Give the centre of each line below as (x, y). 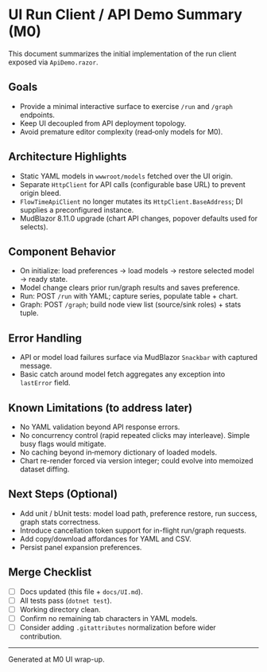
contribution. (41, 636)
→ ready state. (44, 279)
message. (36, 366)
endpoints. (37, 115)
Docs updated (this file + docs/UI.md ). (81, 592)
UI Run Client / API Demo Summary (125, 15)
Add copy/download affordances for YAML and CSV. (106, 538)
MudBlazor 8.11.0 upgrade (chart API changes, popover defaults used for (139, 218)
